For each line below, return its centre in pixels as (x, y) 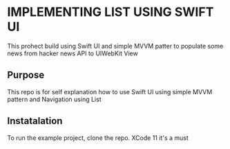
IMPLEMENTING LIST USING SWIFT (111, 12)
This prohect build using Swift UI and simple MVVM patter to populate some (115, 46)
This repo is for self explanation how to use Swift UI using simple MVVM (110, 91)
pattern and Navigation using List (54, 99)
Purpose (26, 75)
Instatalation (35, 121)
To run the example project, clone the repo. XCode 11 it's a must (98, 138)
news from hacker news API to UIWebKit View (73, 53)
